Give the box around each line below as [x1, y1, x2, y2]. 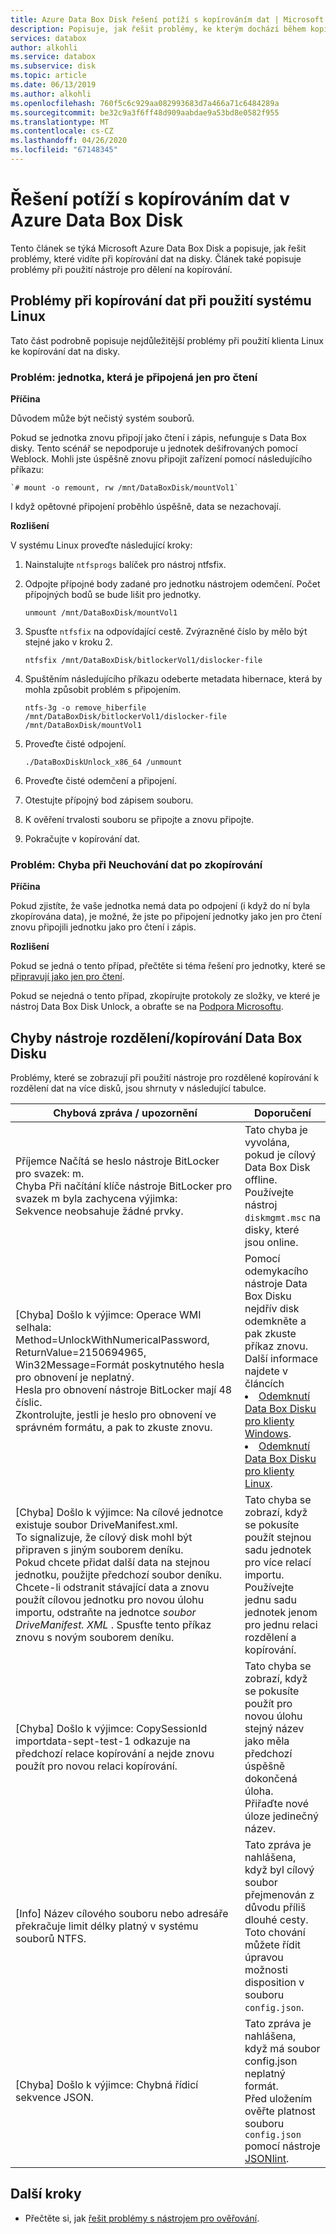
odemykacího [244, 1264, 309, 1278]
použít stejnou [244, 1531, 312, 1545]
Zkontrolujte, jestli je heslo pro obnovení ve [15, 1408, 217, 1422]
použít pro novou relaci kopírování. [15, 1759, 178, 1773]
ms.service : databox [10, 52, 97, 62]
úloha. [244, 1784, 274, 1798]
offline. [244, 1173, 278, 1187]
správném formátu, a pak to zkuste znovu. [15, 1421, 213, 1435]
